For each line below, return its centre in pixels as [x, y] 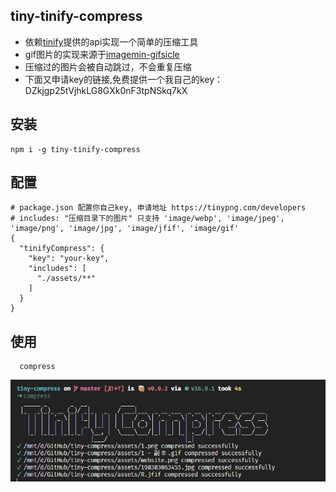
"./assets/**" [66, 279]
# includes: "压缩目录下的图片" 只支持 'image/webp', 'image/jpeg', [147, 219]
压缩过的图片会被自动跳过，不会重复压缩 [108, 66]
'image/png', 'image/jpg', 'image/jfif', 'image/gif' [125, 229]
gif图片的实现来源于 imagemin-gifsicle [102, 54]
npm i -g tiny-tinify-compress [75, 149]
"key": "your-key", [69, 259]
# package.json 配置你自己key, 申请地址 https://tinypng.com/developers [158, 208]
